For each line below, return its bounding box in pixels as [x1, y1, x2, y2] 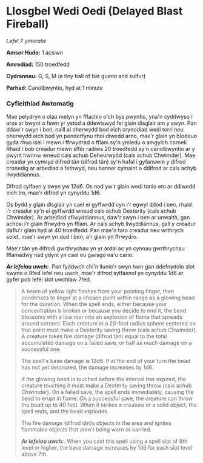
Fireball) [6, 17, 49, 31]
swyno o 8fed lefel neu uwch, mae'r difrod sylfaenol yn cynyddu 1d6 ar [6, 270, 184, 277]
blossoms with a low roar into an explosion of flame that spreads [21, 313, 183, 321]
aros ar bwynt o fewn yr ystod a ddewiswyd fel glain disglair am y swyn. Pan [6, 119, 197, 127]
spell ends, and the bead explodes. [21, 408, 109, 415]
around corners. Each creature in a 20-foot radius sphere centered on [21, 320, 196, 327]
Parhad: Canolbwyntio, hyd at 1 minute [6, 84, 103, 92]
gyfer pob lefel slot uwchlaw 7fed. [6, 276, 92, 283]
